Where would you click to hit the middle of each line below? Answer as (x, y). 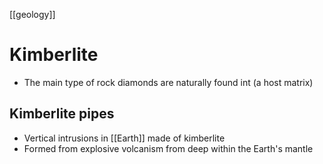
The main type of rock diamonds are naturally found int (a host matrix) (168, 82)
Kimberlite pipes (62, 114)
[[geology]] (32, 14)
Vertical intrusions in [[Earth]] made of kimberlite (124, 138)
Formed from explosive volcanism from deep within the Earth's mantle (168, 148)
